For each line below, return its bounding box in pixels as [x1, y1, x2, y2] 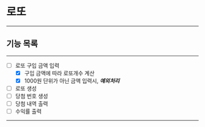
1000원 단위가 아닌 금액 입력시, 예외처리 [24, 77, 120, 84]
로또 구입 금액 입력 [15, 62, 60, 69]
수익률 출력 [15, 107, 42, 115]
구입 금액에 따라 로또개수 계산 [24, 69, 95, 76]
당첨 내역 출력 [15, 100, 48, 107]
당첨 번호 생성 [15, 92, 48, 100]
